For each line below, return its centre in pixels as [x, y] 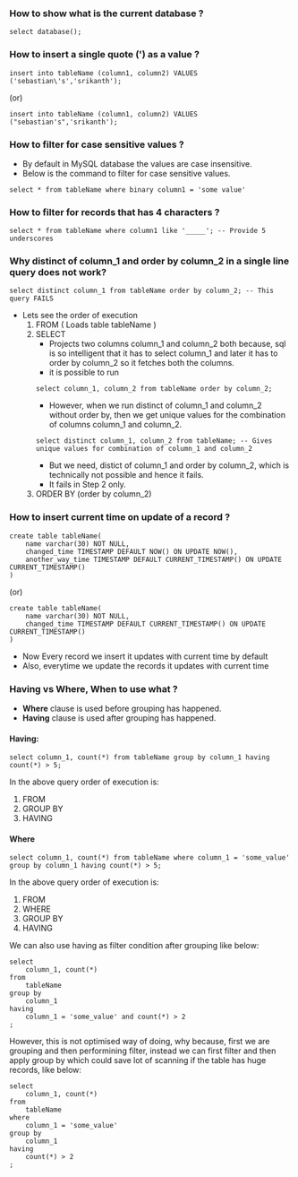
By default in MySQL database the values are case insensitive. [137, 163]
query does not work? [58, 273]
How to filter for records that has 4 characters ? [115, 212]
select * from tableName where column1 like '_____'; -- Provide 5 [138, 231]
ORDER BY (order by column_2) [94, 494]
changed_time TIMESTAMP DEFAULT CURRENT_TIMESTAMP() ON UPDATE [146, 624]
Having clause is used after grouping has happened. [119, 718]
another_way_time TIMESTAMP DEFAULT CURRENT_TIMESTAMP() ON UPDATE [153, 559]
